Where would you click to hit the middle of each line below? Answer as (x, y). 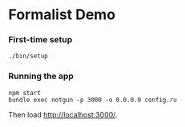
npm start (25, 93)
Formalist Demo (62, 15)
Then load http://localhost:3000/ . (63, 114)
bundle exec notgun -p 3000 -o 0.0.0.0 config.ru (93, 100)
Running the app (41, 76)
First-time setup (40, 40)
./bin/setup (28, 56)
